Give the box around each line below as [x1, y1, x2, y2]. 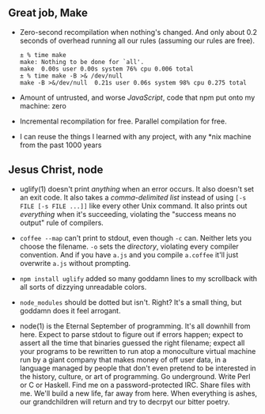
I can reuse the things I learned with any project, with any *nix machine [19, 131, 252, 141]
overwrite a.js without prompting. [19, 258, 131, 268]
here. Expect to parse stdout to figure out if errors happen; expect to [19, 329, 244, 339]
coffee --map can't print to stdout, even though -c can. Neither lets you [19, 233, 252, 242]
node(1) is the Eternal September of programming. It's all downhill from [19, 321, 251, 331]
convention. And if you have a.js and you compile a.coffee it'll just [19, 249, 239, 260]
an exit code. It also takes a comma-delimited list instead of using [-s [19, 192, 247, 202]
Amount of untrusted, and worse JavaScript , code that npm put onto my [19, 93, 256, 102]
